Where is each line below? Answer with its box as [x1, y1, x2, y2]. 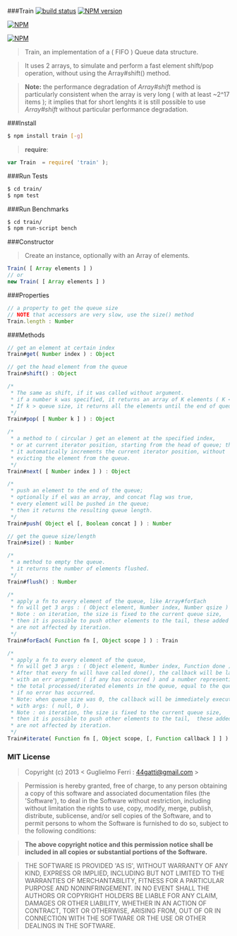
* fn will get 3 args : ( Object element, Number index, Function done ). [10, 663, 235, 670]
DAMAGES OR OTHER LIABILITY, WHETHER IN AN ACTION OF [24, 899, 207, 908]
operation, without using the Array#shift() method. [24, 69, 171, 77]
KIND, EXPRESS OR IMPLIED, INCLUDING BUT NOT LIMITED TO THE [24, 869, 225, 877]
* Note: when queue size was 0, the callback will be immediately [10, 696, 210, 703]
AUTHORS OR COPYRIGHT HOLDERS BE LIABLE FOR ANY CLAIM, [24, 891, 218, 900]
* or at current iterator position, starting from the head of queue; [10, 442, 222, 449]
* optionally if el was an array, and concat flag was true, [10, 494, 194, 501]
